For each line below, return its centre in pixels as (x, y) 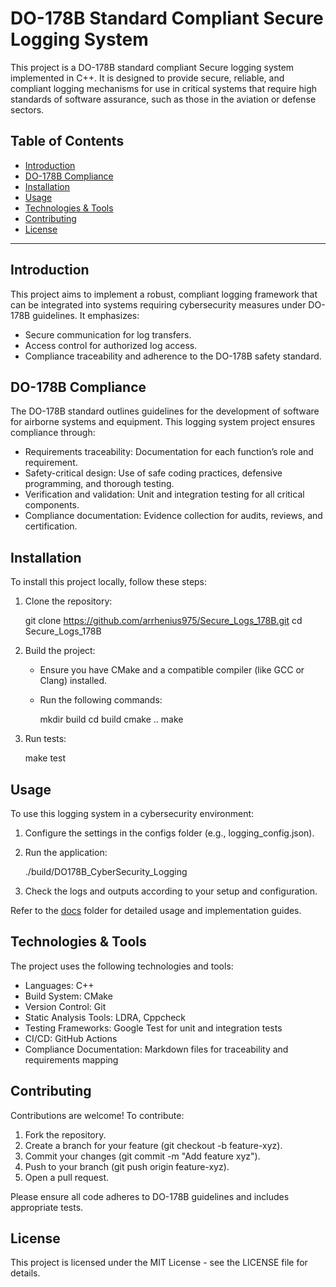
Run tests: (45, 739)
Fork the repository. (65, 1134)
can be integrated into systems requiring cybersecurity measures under (158, 304)
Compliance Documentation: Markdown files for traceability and (156, 1049)
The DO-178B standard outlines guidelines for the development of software (165, 411)
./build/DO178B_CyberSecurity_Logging (106, 871)
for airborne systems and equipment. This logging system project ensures (163, 422)
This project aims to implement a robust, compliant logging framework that (164, 294)
